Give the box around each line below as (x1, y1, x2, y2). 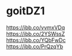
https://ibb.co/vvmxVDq (6, 24, 65, 31)
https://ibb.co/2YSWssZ (6, 30, 65, 37)
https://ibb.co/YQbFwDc (6, 36, 66, 43)
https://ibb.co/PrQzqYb (6, 43, 64, 50)
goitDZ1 (6, 4, 45, 18)
